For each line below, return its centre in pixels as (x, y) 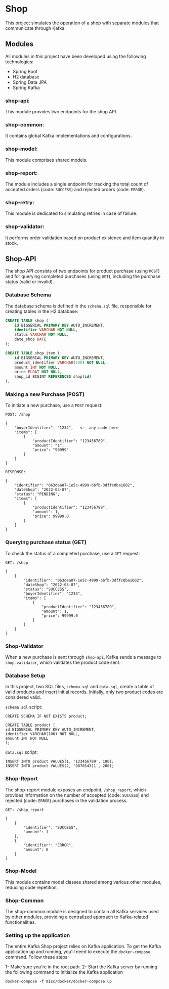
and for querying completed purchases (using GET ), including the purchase (83, 277)
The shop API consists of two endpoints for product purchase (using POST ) (83, 271)
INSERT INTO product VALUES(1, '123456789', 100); (60, 761)
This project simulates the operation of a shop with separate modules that (82, 23)
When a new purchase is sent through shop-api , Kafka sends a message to (83, 657)
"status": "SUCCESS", (46, 589)
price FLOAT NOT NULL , (38, 372)
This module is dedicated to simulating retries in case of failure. (71, 213)
